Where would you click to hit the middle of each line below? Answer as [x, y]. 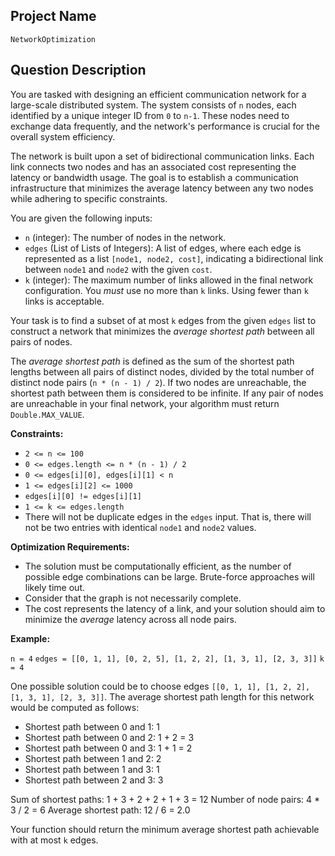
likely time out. [54, 587]
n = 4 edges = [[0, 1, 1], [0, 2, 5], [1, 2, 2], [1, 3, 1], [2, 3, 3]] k [167, 659]
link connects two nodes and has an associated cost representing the [153, 166]
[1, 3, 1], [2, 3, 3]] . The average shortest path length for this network [162, 696]
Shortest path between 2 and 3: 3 [94, 780]
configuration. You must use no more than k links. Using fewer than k [166, 290]
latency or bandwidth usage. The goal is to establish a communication [154, 177]
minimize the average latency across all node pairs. [130, 619]
